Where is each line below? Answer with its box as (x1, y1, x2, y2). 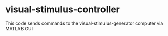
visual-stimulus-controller (5, 4, 120, 15)
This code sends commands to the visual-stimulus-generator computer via (5, 20, 163, 26)
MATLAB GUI (5, 25, 33, 31)
